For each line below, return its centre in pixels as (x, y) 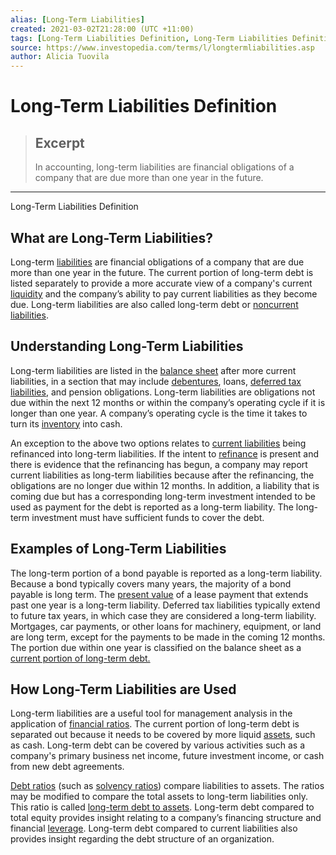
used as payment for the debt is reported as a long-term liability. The (152, 507)
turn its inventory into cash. (66, 423)
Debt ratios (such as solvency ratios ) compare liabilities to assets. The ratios (167, 786)
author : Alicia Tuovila (60, 57)
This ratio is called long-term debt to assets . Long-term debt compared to (162, 807)
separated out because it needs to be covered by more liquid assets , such (163, 735)
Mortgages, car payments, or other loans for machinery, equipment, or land (166, 626)
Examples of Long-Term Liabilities (118, 549)
